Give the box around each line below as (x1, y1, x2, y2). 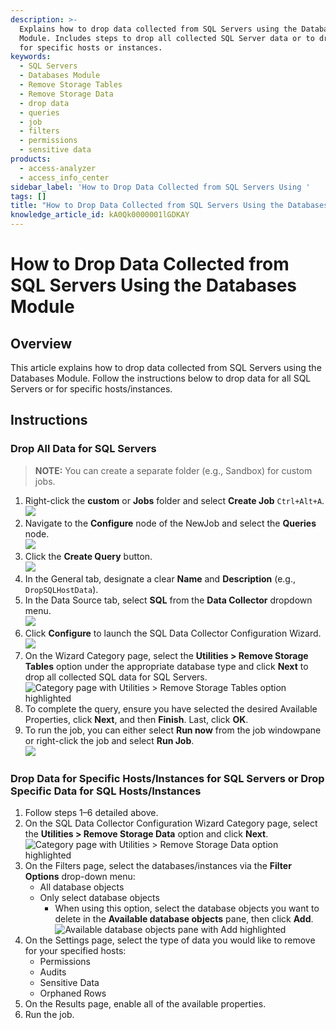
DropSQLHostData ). (24, 583, 99, 595)
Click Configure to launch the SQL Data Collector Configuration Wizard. (24, 627, 322, 639)
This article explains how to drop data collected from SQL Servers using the (10, 362, 322, 373)
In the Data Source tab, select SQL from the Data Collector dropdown (24, 594, 313, 606)
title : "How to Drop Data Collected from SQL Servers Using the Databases (10, 201, 329, 211)
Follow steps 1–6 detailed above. (24, 806, 159, 818)
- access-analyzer (19, 163, 97, 173)
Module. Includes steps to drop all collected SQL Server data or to (19, 33, 315, 43)
